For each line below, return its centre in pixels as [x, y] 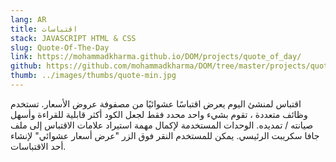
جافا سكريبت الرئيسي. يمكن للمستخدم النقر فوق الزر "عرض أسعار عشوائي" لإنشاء [165, 135]
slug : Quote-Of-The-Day [60, 47]
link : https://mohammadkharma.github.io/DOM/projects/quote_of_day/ [156, 57]
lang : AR [28, 19]
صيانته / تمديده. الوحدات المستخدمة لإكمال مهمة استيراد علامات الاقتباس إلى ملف [162, 125]
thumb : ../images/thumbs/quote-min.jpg [93, 76]
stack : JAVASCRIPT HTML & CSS [73, 38]
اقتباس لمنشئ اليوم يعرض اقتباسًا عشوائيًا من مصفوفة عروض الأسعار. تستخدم [156, 103]
